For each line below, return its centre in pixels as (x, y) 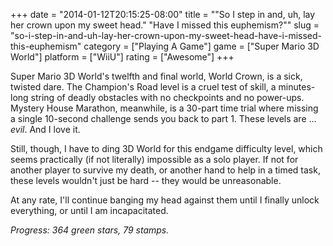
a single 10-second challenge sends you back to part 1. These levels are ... (163, 118)
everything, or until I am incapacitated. (89, 210)
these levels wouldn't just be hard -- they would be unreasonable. (146, 180)
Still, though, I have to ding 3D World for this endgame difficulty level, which (166, 148)
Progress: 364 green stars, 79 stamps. (90, 230)
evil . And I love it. (45, 129)
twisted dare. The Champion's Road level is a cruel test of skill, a (143, 87)
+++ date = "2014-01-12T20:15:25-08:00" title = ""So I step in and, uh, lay (163, 14)
